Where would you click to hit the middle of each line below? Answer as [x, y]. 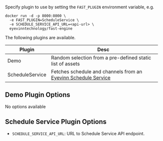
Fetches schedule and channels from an [96, 71]
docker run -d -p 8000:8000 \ [36, 16]
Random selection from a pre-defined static [101, 58]
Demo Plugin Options [38, 95]
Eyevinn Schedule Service [81, 78]
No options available [25, 107]
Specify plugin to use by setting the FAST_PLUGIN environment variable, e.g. [80, 7]
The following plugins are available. [41, 38]
